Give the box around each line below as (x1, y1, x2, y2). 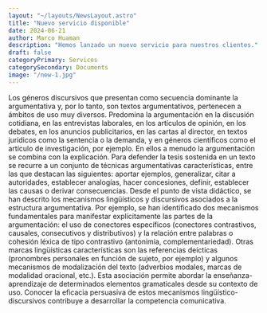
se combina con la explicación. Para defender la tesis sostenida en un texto (8, 152, 257, 162)
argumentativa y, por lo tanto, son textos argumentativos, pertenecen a (8, 101, 241, 111)
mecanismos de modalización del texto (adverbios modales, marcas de (8, 262, 242, 272)
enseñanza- (213, 270, 253, 280)
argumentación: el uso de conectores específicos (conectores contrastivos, (8, 220, 257, 229)
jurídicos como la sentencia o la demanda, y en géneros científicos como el (8, 135, 257, 144)
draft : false (8, 49, 52, 57)
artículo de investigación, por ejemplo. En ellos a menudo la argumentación (8, 143, 255, 153)
